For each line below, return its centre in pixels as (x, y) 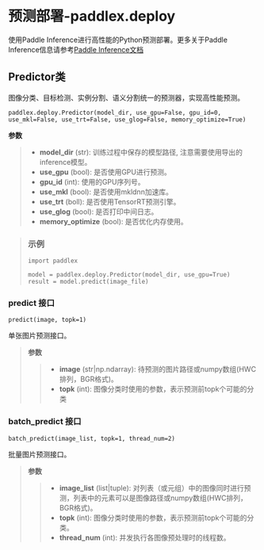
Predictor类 (37, 77)
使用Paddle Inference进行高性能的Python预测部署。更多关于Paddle (118, 40)
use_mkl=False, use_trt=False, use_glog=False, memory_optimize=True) (127, 120)
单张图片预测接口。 (40, 336)
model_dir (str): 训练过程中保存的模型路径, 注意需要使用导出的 (141, 152)
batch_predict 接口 (45, 422)
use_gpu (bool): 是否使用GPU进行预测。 (105, 172)
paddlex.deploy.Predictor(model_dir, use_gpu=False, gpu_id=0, (115, 113)
